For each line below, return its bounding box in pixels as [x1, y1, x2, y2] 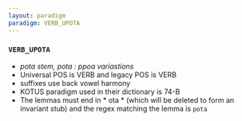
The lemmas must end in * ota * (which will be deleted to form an [19, 95, 235, 104]
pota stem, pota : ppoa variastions [19, 61, 134, 71]
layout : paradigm [8, 11, 66, 20]
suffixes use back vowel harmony [19, 78, 131, 88]
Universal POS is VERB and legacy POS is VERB [19, 69, 177, 80]
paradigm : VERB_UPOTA [8, 19, 81, 27]
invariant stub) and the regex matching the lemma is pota [19, 103, 208, 113]
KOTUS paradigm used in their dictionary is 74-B [19, 87, 181, 96]
